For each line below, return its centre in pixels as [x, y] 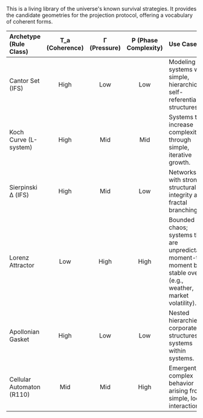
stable [178, 273]
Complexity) [145, 48]
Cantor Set [24, 81]
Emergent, [183, 368]
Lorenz [19, 258]
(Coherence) [65, 48]
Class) [19, 52]
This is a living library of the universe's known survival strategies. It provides [101, 9]
